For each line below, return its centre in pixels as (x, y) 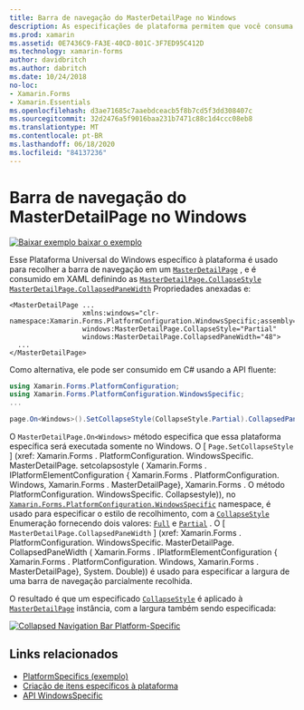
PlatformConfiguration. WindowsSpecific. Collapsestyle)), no (123, 494)
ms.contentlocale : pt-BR (56, 136)
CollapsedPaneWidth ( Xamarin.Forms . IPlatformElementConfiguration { (143, 552)
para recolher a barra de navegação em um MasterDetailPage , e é (133, 269)
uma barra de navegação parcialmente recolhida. (101, 581)
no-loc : (24, 85)
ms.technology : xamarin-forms (66, 52)
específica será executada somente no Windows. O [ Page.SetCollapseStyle (152, 446)
